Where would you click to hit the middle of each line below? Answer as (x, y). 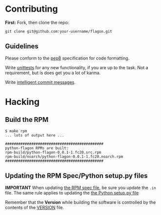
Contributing (31, 9)
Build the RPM (27, 120)
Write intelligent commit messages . (40, 82)
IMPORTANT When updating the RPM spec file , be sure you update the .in (80, 187)
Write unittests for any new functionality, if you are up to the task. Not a (77, 67)
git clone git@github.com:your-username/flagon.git (59, 31)
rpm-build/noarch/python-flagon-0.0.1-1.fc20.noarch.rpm (64, 156)
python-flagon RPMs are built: (37, 148)
